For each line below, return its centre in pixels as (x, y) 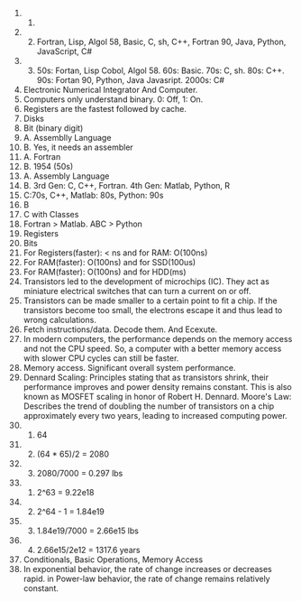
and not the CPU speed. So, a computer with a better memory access (152, 348)
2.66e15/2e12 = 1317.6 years (88, 550)
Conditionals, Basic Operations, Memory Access (113, 559)
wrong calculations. (60, 320)
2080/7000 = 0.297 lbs (80, 473)
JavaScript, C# (64, 51)
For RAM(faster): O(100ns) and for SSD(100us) (109, 262)
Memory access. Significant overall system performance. (129, 368)
